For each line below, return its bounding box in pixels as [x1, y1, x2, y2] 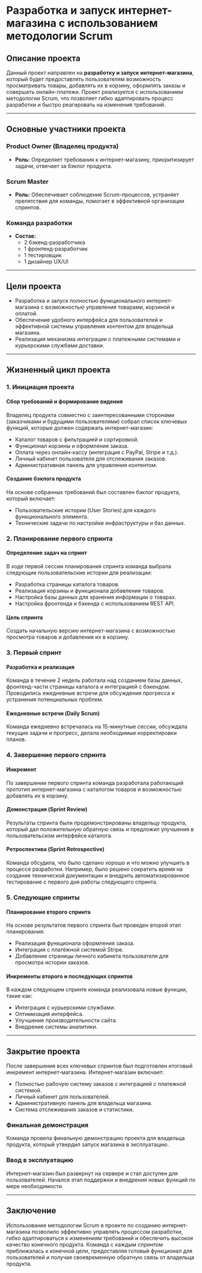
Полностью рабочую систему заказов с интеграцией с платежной [14, 1080, 186, 1088]
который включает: [6, 495, 56, 502]
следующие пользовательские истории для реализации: [6, 569, 152, 576]
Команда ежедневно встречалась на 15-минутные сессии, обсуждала [6, 723, 188, 730]
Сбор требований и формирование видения [6, 398, 123, 405]
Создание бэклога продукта [6, 475, 81, 482]
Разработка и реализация [6, 663, 75, 671]
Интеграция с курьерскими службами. [14, 1004, 115, 1011]
